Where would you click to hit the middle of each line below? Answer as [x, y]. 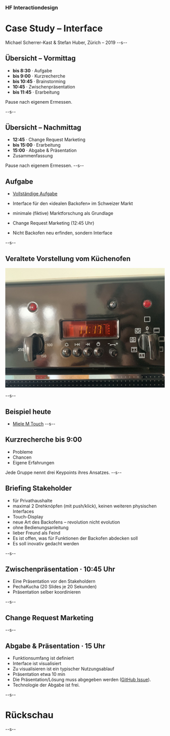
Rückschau [29, 715]
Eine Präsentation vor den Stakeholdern [54, 581]
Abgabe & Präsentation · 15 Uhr [55, 646]
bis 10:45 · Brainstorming [39, 81]
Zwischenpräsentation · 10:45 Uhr [60, 569]
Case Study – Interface [54, 29]
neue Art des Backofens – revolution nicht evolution [66, 522]
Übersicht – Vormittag [40, 58]
